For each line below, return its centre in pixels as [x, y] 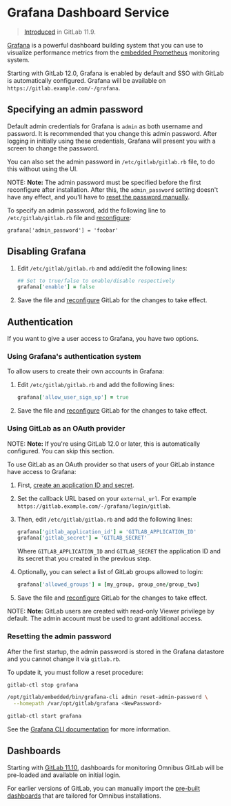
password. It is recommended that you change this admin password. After [112, 133]
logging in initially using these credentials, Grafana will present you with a [111, 141]
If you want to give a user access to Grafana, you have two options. [103, 339]
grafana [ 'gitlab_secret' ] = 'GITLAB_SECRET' [82, 538]
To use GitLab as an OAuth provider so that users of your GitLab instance [111, 464]
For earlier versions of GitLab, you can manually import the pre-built [103, 788]
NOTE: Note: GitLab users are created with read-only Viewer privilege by [111, 611]
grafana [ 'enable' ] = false [56, 287]
